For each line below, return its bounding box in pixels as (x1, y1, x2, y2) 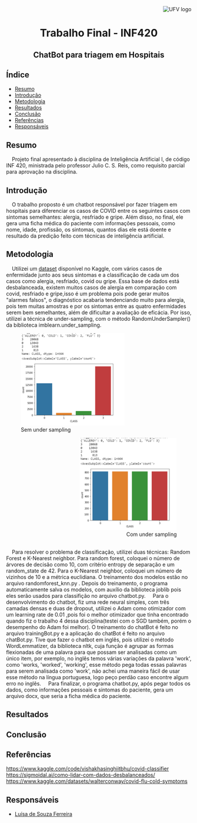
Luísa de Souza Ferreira (14, 811, 72, 818)
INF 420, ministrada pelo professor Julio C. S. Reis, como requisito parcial (6, 162, 185, 169)
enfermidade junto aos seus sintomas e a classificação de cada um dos (6, 271, 179, 278)
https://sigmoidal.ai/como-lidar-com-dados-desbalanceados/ (6, 772, 156, 779)
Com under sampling (126, 531, 177, 538)
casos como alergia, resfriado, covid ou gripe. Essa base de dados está (6, 277, 179, 285)
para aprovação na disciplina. (6, 168, 78, 176)
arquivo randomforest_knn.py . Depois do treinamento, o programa (6, 580, 168, 587)
